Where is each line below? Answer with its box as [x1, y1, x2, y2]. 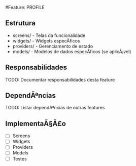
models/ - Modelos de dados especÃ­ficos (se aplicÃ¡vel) [12, 48, 131, 55]
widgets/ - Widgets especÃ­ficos [12, 37, 80, 44]
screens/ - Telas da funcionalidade [12, 32, 86, 38]
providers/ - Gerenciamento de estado [12, 43, 93, 49]
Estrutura [5, 19, 36, 27]
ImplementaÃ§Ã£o [5, 119, 66, 128]
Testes [12, 155, 27, 161]
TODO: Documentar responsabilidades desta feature [5, 76, 115, 82]
